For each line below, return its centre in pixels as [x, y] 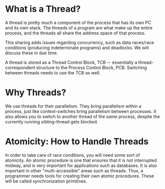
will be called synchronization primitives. [46, 181]
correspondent [20, 68]
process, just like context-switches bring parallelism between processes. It [81, 111]
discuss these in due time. [31, 53]
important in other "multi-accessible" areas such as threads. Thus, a [74, 170]
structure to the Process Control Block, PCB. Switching [92, 68]
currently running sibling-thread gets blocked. [52, 121]
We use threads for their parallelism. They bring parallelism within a [73, 106]
